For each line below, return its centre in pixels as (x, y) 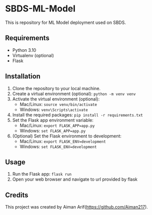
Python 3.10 (24, 50)
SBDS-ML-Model (40, 9)
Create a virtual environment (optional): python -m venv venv (74, 94)
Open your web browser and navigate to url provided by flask (75, 179)
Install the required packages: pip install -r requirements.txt (77, 114)
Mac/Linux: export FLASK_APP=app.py (57, 125)
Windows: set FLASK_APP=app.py (52, 130)
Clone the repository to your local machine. (56, 88)
